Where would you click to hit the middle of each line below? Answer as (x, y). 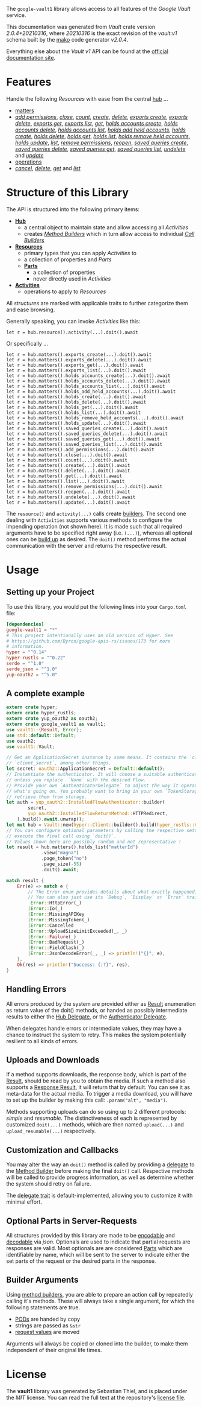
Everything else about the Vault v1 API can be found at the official (87, 51)
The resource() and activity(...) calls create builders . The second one (96, 513)
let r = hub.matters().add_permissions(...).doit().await (80, 449)
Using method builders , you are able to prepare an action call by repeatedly (100, 1294)
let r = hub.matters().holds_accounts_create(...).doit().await (88, 376)
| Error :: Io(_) (45, 909)
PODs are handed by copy (47, 1319)
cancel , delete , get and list (48, 168)
